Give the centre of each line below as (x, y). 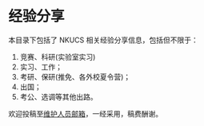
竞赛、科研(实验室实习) (58, 57)
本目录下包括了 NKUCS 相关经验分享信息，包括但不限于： (103, 40)
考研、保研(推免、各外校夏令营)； (75, 77)
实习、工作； (41, 67)
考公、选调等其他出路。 (58, 96)
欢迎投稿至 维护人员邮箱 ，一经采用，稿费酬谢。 (85, 113)
